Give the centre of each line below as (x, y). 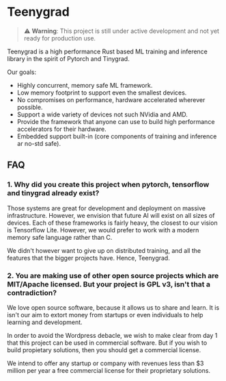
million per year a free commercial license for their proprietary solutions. (109, 370)
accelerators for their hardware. (62, 129)
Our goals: (22, 72)
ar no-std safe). (39, 143)
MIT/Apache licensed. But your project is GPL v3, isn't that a (109, 284)
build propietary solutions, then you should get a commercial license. (104, 349)
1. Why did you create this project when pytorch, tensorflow (108, 184)
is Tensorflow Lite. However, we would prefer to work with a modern (103, 230)
